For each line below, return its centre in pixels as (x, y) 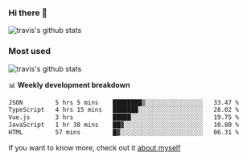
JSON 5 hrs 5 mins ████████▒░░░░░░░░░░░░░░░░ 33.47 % (124, 103)
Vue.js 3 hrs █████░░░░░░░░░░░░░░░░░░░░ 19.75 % (124, 117)
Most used (29, 51)
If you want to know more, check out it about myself (95, 147)
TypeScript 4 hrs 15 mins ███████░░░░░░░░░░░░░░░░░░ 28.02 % (124, 110)
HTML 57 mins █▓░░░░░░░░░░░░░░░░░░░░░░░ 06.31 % (124, 133)
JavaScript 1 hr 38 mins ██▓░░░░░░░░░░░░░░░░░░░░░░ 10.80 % (124, 125)
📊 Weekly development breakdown (69, 84)
